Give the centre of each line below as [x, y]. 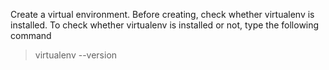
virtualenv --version [76, 55]
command [31, 35]
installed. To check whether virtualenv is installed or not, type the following [165, 25]
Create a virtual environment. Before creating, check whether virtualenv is [162, 14]
